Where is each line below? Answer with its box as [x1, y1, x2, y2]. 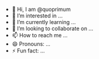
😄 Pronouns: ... [11, 40, 51, 48]
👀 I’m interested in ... [11, 12, 63, 19]
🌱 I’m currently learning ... [11, 19, 76, 25]
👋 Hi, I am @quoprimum [11, 6, 71, 13]
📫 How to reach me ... [11, 32, 68, 39]
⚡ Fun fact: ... [11, 47, 45, 54]
